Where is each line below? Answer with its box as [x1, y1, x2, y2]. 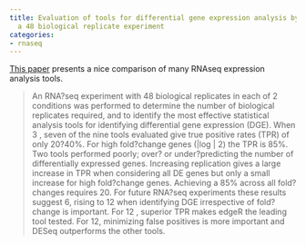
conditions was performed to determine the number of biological [31, 101, 275, 112]
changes [31, 187, 66, 198]
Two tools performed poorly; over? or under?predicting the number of [31, 149, 294, 160]
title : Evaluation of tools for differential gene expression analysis [9, 13, 287, 23]
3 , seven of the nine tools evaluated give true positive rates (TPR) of [31, 129, 290, 141]
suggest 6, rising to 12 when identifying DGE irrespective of [31, 197, 255, 208]
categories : [9, 30, 55, 39]
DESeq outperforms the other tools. [31, 226, 166, 237]
